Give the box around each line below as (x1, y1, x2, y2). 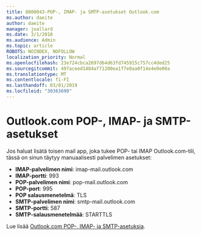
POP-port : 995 (15, 185, 53, 192)
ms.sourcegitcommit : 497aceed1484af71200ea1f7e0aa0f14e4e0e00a (6, 65, 171, 72)
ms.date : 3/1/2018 (6, 32, 53, 38)
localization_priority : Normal (6, 54, 86, 60)
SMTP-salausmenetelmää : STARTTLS (15, 210, 113, 218)
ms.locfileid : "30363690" (6, 88, 72, 94)
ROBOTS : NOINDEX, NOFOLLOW (6, 49, 75, 55)
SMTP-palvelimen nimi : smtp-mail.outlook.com (15, 198, 135, 205)
